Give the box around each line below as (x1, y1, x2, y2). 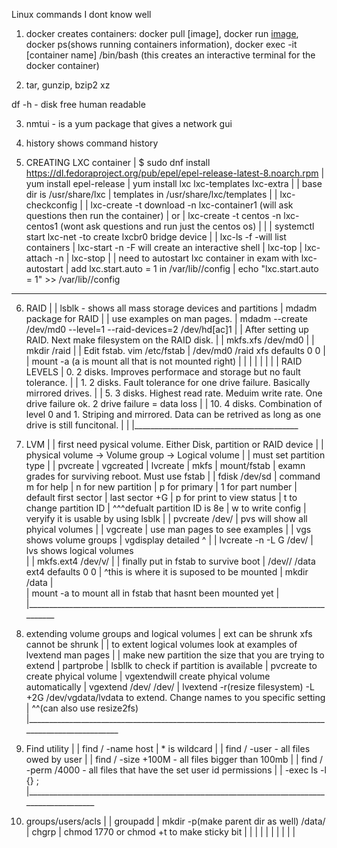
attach (25, 252, 53, 264)
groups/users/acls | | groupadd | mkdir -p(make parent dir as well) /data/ (25, 815, 326, 827)
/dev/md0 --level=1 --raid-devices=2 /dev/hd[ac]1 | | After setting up (25, 324, 309, 335)
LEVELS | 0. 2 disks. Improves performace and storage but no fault (25, 366, 301, 378)
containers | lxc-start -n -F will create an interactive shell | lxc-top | (25, 242, 303, 253)
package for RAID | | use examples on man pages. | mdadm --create (25, 313, 308, 324)
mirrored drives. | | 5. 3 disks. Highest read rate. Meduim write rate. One (25, 387, 323, 399)
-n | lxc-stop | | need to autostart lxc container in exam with (54, 252, 299, 264)
